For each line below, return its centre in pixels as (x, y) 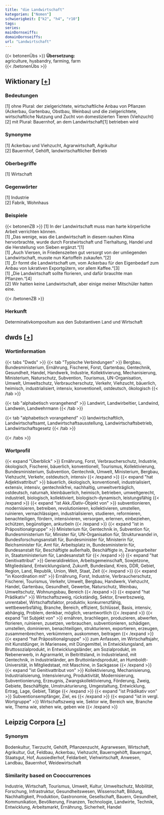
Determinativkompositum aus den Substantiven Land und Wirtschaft (74, 322)
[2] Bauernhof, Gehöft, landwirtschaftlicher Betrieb (56, 151)
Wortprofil (18, 451)
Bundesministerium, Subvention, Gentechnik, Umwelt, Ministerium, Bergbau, (82, 471)
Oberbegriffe (21, 163)
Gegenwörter (21, 186)
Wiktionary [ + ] (28, 82)
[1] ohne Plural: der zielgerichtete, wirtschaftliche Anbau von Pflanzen (75, 106)
